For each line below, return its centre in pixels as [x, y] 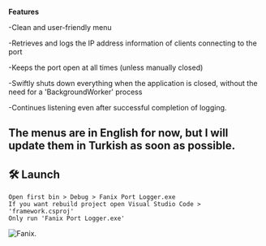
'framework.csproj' [41, 211]
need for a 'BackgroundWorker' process [75, 92]
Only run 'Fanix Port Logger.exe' [67, 218]
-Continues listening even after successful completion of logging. [118, 108]
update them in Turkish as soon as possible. [122, 146]
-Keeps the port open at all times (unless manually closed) [106, 67]
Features [24, 12]
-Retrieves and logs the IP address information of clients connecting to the [133, 43]
